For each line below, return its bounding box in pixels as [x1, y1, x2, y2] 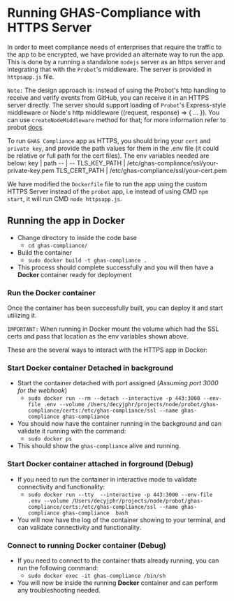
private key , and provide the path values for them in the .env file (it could [7, 144, 219, 152]
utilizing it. [7, 311, 37, 320]
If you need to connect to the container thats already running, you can [17, 556, 219, 565]
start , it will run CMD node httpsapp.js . [7, 194, 122, 203]
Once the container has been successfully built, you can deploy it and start [7, 304, 224, 312]
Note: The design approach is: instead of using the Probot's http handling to [7, 86, 226, 94]
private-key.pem [7, 166, 54, 175]
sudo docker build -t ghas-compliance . [27, 257, 147, 264]
